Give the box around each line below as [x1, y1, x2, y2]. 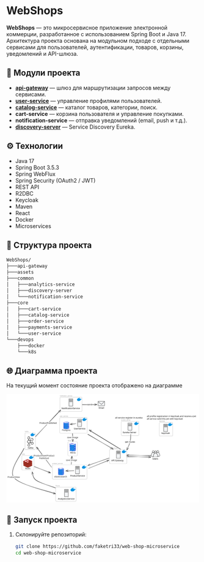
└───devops [6, 336, 34, 343]
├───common [6, 275, 34, 282]
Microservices [15, 222, 52, 230]
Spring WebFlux [15, 170, 56, 178]
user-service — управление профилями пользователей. [15, 97, 162, 104]
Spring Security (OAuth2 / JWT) [15, 177, 96, 184]
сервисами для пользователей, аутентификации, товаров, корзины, [6, 44, 184, 51]
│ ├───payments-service [6, 324, 72, 331]
